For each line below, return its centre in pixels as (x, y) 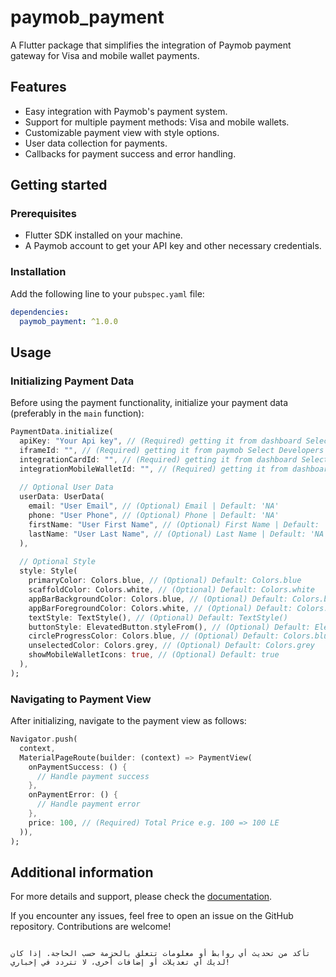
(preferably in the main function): (77, 413)
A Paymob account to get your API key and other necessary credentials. (173, 246)
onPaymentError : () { (73, 795)
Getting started (59, 185)
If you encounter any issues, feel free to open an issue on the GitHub (152, 916)
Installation (38, 272)
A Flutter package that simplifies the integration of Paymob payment (151, 45)
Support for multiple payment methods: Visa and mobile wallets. (157, 122)
